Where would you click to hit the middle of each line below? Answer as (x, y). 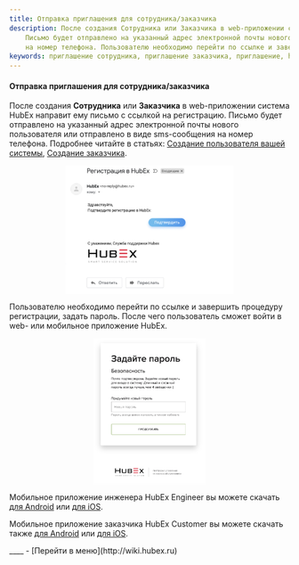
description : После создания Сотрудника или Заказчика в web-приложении (147, 28)
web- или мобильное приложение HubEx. (88, 326)
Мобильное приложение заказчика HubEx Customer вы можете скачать (146, 524)
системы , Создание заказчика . (68, 153)
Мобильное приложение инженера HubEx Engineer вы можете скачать (145, 497)
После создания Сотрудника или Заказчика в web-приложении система (149, 106)
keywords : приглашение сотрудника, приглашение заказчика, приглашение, (147, 57)
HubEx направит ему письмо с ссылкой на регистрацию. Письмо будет (146, 115)
